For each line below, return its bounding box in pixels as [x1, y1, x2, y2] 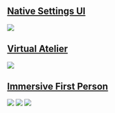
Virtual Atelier [7, 43, 68, 55]
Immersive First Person [7, 81, 108, 92]
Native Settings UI [7, 5, 86, 17]
